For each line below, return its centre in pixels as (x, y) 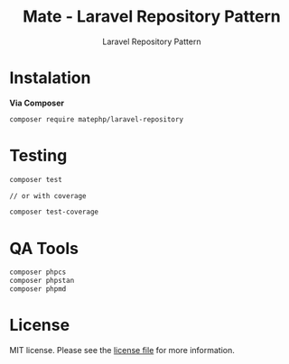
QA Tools (44, 248)
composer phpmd (38, 289)
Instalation (50, 78)
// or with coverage (48, 196)
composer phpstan (42, 281)
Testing (38, 155)
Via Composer (37, 103)
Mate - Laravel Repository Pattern (152, 17)
